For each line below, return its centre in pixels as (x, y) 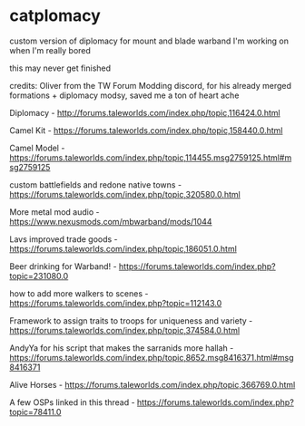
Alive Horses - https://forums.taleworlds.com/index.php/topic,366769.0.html (152, 384)
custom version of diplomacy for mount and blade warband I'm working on (149, 41)
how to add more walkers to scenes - (79, 293)
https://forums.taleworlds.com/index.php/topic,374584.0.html (125, 330)
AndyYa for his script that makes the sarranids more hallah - (122, 348)
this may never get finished (60, 68)
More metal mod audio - (54, 212)
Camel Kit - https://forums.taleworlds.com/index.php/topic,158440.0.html (146, 130)
